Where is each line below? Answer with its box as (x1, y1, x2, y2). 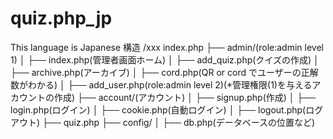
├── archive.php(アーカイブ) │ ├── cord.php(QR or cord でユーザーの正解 (10, 66, 319, 78)
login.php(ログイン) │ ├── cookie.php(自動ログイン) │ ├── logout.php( (10, 103, 307, 116)
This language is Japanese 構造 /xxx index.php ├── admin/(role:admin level (10, 41, 324, 53)
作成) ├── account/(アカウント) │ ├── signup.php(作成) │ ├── (53, 91, 317, 103)
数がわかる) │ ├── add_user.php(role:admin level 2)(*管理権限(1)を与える (10, 78, 313, 91)
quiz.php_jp (10, 7, 113, 30)
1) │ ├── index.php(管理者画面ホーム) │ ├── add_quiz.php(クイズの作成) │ (10, 53, 320, 66)
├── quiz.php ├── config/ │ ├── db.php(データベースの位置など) (42, 116, 316, 128)
